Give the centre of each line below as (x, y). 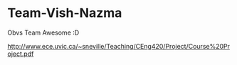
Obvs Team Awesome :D (43, 32)
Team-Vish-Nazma (65, 13)
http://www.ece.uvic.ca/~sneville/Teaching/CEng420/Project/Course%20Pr (118, 46)
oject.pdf (21, 54)
